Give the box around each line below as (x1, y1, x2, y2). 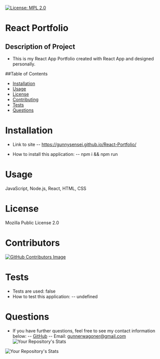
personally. (12, 61, 36, 67)
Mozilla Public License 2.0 (5, 219, 59, 226)
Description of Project (5, 42, 75, 51)
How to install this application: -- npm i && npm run (12, 151, 118, 157)
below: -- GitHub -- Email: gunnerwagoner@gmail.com (12, 333, 126, 339)
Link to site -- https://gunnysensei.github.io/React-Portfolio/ (12, 141, 136, 147)
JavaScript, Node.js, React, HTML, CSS (5, 185, 87, 191)
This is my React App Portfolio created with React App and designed (12, 56, 154, 61)
